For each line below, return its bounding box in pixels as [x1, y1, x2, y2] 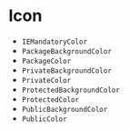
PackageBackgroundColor [21, 46, 113, 55]
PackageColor [21, 56, 72, 65]
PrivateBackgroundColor [21, 65, 113, 76]
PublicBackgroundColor [21, 105, 108, 114]
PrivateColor [21, 76, 72, 85]
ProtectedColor [21, 95, 80, 105]
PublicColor [21, 115, 67, 124]
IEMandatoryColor [21, 37, 88, 46]
